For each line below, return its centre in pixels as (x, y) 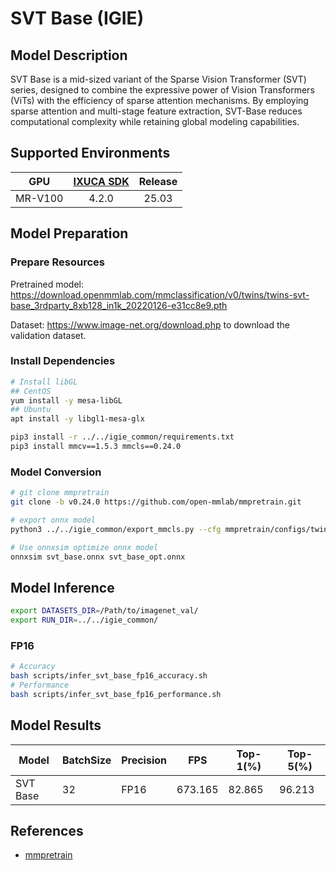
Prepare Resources (57, 262)
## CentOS (31, 391)
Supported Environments (90, 153)
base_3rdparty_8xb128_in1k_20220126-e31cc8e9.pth (119, 305)
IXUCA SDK (101, 181)
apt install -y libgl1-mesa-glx (77, 419)
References (47, 831)
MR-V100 (39, 198)
